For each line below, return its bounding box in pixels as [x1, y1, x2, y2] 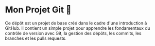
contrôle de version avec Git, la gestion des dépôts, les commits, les [5, 30, 142, 36]
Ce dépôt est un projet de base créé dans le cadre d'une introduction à [5, 20, 147, 26]
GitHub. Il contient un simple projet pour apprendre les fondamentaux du [5, 25, 151, 31]
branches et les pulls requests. [5, 35, 67, 41]
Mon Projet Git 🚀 [5, 4, 72, 15]
